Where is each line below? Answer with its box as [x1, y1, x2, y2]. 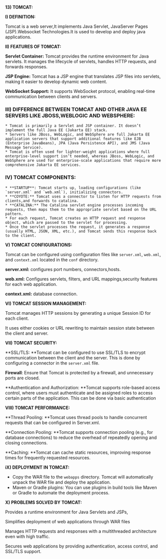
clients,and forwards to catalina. [5, 198, 79, 203]
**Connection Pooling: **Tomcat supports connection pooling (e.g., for [5, 429, 153, 435]
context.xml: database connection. [5, 290, 78, 297]
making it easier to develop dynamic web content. [5, 79, 107, 84]
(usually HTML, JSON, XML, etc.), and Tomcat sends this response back [5, 228, 157, 234]
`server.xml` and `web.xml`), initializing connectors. [5, 190, 123, 195]
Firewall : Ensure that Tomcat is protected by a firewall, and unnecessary [5, 369, 154, 375]
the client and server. [5, 330, 49, 336]
